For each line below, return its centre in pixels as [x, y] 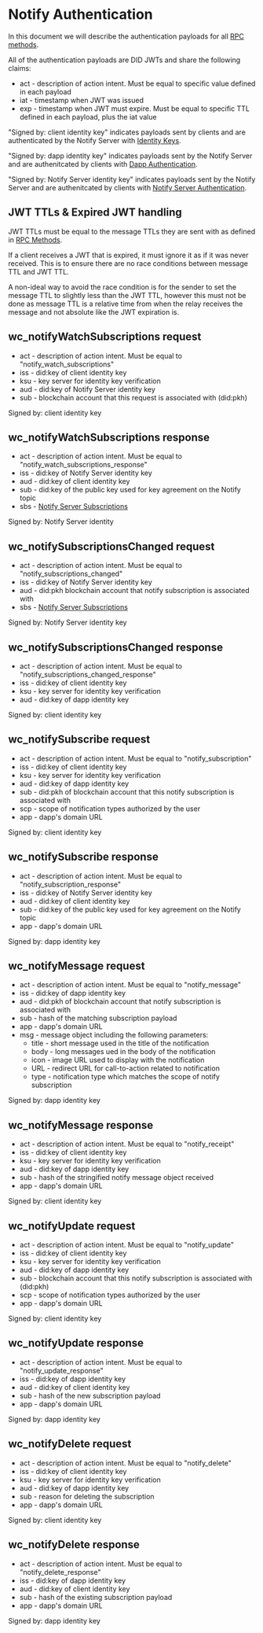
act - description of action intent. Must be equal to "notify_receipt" [127, 1144]
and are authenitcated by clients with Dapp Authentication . [103, 164]
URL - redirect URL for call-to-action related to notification [125, 1068]
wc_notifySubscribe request [79, 740]
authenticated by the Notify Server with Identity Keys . [95, 140]
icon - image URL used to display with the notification [118, 1060]
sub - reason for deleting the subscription [87, 1496]
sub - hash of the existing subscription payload [96, 1597]
